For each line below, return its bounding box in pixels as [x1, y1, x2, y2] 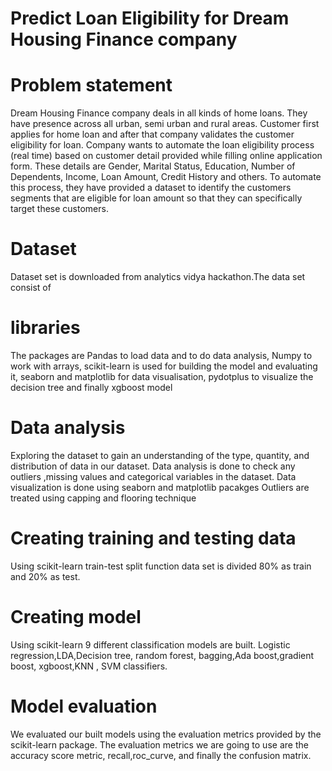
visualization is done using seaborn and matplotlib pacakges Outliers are [10, 481, 310, 493]
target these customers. [10, 203, 109, 215]
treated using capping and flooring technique [10, 492, 197, 504]
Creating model [10, 606, 142, 629]
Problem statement [10, 74, 173, 97]
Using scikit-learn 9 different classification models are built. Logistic [10, 638, 291, 651]
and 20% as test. [10, 570, 81, 582]
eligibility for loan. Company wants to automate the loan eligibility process [10, 139, 315, 151]
